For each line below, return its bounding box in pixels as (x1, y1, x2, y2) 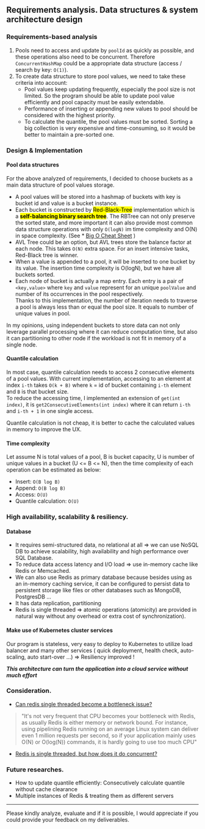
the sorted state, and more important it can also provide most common (15, 219, 193, 226)
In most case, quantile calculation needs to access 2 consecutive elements (6, 368, 195, 376)
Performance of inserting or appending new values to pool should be (24, 105, 198, 112)
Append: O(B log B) (15, 484, 66, 492)
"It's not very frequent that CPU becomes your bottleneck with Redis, (21, 712, 196, 719)
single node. (6, 341, 38, 348)
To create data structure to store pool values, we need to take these (15, 73, 186, 80)
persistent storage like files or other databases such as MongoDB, (15, 587, 182, 594)
